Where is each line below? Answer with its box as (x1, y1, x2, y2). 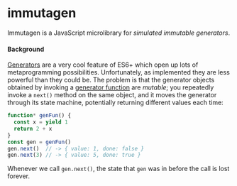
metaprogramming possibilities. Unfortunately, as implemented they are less (7, 68, 231, 77)
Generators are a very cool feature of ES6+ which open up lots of (7, 60, 199, 69)
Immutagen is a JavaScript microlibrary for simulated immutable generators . (7, 28, 231, 37)
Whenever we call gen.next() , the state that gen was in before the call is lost (7, 165, 230, 173)
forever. (7, 172, 31, 180)
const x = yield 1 (13, 119, 69, 126)
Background (7, 45, 45, 53)
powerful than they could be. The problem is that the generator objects (7, 76, 215, 84)
